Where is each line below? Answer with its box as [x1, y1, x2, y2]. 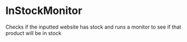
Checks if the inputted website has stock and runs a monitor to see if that [5, 23, 182, 30]
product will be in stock [5, 29, 62, 36]
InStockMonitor [5, 4, 83, 17]
